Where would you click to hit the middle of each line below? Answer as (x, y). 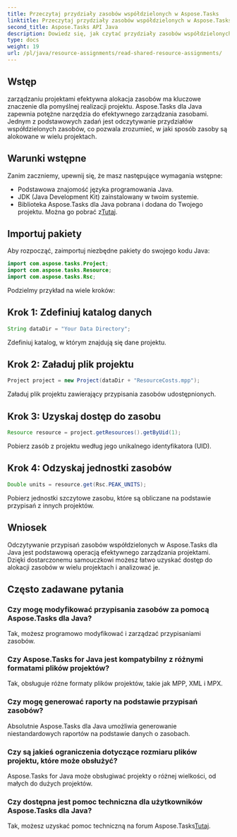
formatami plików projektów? (59, 668)
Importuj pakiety (45, 234)
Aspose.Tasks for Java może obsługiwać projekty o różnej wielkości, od (112, 776)
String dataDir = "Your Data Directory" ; (69, 329)
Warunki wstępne (47, 158)
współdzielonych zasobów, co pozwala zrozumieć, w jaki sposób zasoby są (117, 128)
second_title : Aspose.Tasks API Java (63, 27)
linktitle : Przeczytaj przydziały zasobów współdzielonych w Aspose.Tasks (120, 20)
